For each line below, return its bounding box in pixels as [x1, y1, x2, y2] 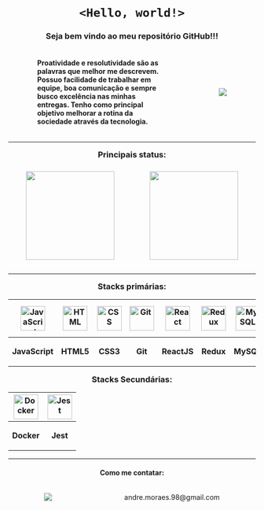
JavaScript [12, 346, 53, 357]
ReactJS [161, 346, 194, 357]
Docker [12, 430, 40, 441]
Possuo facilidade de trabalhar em [37, 75, 152, 84]
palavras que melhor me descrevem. [37, 67, 159, 76]
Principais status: [97, 149, 167, 160]
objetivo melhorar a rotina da [37, 109, 134, 118]
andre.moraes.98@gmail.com [124, 492, 220, 501]
